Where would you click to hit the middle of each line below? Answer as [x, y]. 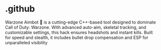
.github [20, 9]
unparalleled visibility [26, 42]
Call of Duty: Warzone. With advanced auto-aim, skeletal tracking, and [76, 27]
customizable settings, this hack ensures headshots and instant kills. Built [79, 32]
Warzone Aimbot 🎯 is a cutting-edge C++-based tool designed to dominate [80, 22]
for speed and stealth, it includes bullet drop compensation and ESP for [77, 37]
